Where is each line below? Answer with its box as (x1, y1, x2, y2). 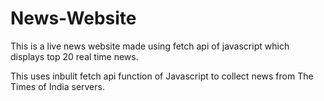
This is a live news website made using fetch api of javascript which (10, 40, 290, 52)
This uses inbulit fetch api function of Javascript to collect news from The (10, 70, 314, 82)
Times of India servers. (10, 80, 105, 92)
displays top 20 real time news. (10, 50, 139, 62)
